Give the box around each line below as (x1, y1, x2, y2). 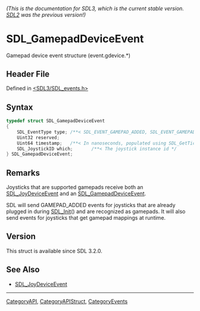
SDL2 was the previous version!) (6, 11, 86, 18)
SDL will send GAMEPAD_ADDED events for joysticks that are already (6, 202, 176, 209)
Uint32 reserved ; (17, 134, 60, 140)
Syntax (6, 102, 33, 112)
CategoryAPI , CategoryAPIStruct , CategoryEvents (6, 297, 128, 304)
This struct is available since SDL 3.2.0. (6, 247, 102, 254)
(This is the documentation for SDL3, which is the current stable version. (6, 5, 185, 12)
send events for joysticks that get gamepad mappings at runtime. (6, 214, 166, 221)
